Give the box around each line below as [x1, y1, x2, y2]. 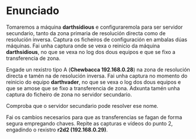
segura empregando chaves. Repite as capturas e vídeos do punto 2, [6, 120, 173, 127]
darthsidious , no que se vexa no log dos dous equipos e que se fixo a [6, 48, 176, 55]
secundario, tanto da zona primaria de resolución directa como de [6, 29, 166, 36]
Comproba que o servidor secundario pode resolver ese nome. [6, 102, 158, 109]
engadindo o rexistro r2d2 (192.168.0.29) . [6, 126, 108, 133]
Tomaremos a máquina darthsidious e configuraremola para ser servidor [6, 23, 183, 30]
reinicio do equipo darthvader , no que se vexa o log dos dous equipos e [6, 78, 181, 86]
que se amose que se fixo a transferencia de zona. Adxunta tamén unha [6, 84, 180, 91]
